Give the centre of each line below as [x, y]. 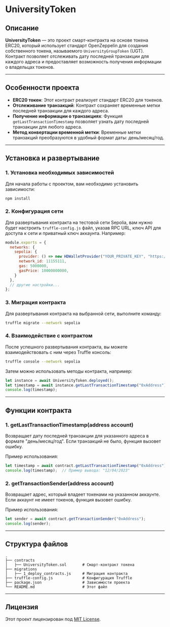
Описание [22, 28]
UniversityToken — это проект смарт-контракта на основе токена [77, 40]
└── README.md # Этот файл [56, 587]
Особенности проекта [42, 88]
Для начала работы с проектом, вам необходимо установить [72, 184]
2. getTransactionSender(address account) [59, 483]
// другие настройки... [35, 285]
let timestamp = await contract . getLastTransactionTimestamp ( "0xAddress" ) [86, 465]
